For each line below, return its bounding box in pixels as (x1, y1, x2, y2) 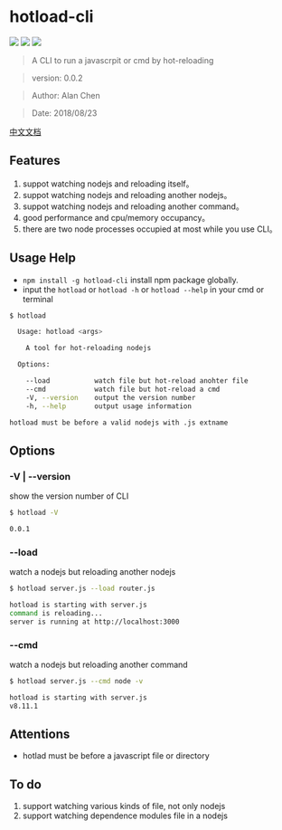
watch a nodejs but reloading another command (9, 659, 188, 670)
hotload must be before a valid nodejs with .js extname (9, 418, 229, 427)
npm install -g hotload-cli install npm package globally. (22, 274, 240, 285)
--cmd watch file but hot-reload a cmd (25, 385, 221, 394)
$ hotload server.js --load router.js (9, 584, 155, 594)
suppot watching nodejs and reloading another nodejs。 (22, 189, 232, 200)
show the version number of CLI (9, 491, 129, 501)
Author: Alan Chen (31, 90, 101, 100)
